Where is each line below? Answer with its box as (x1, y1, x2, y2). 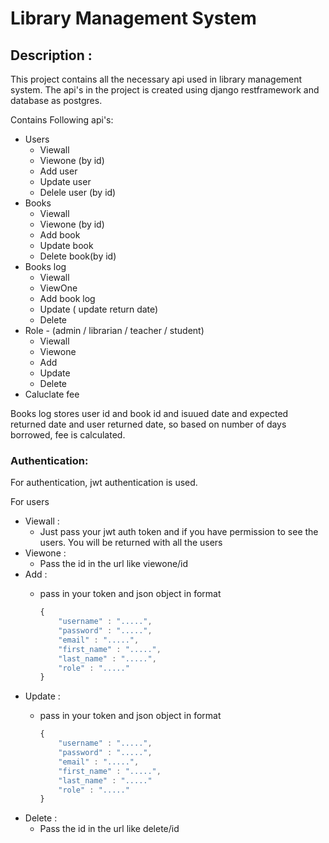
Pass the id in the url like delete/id (39, 823, 180, 835)
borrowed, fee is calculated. (10, 429, 126, 441)
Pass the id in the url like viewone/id (39, 558, 189, 570)
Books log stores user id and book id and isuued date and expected (10, 408, 289, 419)
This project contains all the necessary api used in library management (10, 73, 303, 85)
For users (10, 496, 50, 508)
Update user (39, 176, 92, 187)
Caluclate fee (24, 388, 80, 400)
